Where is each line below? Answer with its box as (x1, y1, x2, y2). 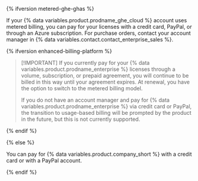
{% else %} (6, 139, 35, 146)
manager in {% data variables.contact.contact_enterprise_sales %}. (6, 36, 173, 43)
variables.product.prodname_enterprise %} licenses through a (20, 66, 176, 73)
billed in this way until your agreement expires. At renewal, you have (20, 78, 190, 85)
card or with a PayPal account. (6, 157, 82, 164)
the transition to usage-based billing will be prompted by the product (20, 109, 191, 116)
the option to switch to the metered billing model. (20, 85, 143, 92)
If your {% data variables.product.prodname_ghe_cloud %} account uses (6, 17, 187, 23)
